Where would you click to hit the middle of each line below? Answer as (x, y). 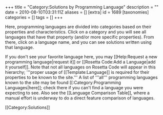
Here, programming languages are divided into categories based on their (78, 27)
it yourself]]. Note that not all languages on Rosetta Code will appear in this (81, 67)
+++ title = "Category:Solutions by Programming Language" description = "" (82, 7)
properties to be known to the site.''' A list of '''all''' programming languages (81, 77)
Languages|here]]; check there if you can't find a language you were (74, 88)
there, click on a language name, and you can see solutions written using (79, 42)
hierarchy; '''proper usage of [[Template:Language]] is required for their (77, 72)
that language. (20, 47)
